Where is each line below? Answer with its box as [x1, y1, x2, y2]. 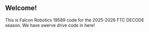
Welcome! [5, 4, 37, 12]
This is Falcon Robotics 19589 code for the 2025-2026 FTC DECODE [5, 17, 145, 23]
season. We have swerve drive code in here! [5, 22, 95, 28]
